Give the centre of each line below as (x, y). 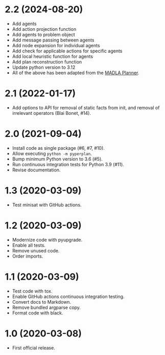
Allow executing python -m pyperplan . (52, 153)
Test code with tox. (32, 291)
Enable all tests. (29, 245)
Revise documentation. (36, 170)
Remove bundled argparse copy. (46, 307)
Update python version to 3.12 (44, 67)
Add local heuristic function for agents (52, 56)
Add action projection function (44, 29)
